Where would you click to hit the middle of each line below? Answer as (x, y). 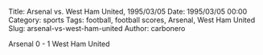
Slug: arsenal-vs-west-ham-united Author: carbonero (97, 28)
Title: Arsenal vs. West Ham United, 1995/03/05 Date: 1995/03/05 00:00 (128, 12)
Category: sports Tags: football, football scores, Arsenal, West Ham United (132, 20)
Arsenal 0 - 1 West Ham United (59, 44)
